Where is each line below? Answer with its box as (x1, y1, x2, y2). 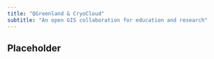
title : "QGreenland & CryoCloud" (7, 10, 105, 17)
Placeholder (7, 42, 62, 54)
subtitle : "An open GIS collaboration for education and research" (7, 17, 208, 24)
